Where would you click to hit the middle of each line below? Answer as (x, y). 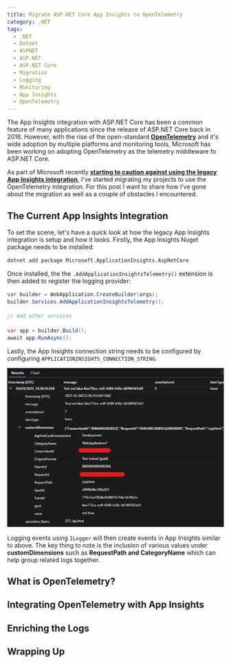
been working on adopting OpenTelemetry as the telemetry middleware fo (112, 152)
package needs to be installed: (51, 247)
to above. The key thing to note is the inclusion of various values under (108, 545)
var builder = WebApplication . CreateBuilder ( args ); (82, 294)
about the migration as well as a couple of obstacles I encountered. (102, 194)
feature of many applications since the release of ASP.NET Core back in (109, 129)
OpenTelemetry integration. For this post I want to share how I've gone (107, 187)
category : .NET (29, 22)
